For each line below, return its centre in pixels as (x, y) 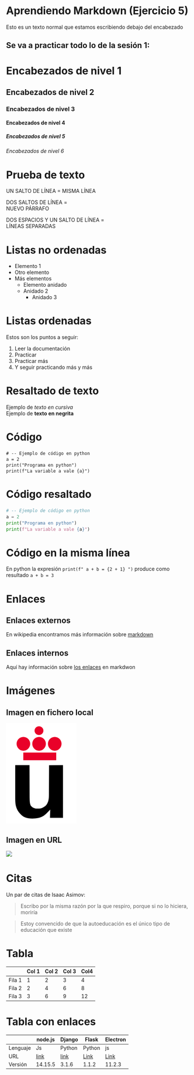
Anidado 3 (44, 297)
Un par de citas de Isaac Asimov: (46, 895)
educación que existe (46, 930)
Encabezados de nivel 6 (35, 151)
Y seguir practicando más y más (53, 367)
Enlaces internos (37, 653)
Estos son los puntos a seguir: (42, 337)
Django (69, 1040)
